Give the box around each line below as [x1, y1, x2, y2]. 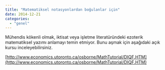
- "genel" [9, 21, 30, 26]
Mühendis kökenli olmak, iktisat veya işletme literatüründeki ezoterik [5, 34, 143, 40]
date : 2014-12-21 [5, 12, 41, 17]
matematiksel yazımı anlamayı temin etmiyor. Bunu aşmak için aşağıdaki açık [5, 40, 160, 46]
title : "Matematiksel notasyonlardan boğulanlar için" [5, 7, 120, 12]
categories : [5, 16, 30, 21]
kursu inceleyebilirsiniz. [5, 45, 53, 50]
